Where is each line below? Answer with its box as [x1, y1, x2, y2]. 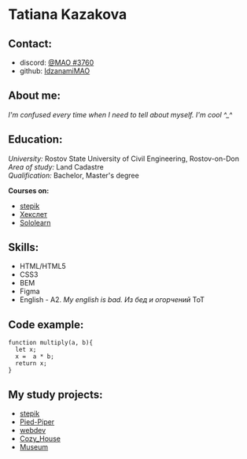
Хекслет [19, 209, 48, 218]
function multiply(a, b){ [8, 339, 93, 347]
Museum [19, 442, 49, 452]
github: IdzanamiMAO [19, 66, 90, 76]
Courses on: [8, 185, 50, 195]
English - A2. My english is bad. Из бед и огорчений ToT [19, 295, 205, 304]
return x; [15, 360, 47, 368]
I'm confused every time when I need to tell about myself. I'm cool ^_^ [8, 110, 233, 119]
